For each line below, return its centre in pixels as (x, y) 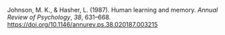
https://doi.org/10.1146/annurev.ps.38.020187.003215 (83, 24)
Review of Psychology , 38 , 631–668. (59, 17)
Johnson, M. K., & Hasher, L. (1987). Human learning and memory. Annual (112, 10)
